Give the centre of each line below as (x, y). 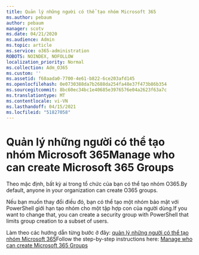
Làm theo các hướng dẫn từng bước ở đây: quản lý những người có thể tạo (98, 233)
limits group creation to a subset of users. (57, 221)
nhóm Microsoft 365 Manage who (91, 154)
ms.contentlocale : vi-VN (37, 101)
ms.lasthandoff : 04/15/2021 (41, 106)
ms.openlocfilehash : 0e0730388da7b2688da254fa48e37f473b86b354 (87, 85)
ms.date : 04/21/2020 (32, 34)
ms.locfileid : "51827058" (38, 112)
